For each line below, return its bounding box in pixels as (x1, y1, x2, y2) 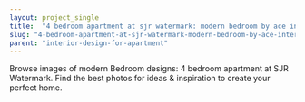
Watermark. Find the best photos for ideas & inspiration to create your (9, 73, 271, 84)
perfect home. (9, 82, 63, 93)
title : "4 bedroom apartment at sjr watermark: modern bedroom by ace (9, 22, 286, 31)
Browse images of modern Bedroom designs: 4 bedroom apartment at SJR (9, 63, 289, 74)
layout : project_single (9, 13, 100, 23)
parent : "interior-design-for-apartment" (9, 38, 169, 48)
